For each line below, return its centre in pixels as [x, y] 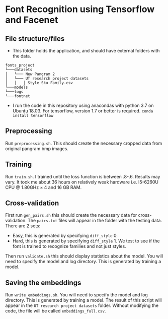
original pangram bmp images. [37, 148]
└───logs [14, 92]
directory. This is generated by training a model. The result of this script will [83, 300]
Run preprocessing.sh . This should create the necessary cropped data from [84, 143]
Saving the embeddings [43, 282]
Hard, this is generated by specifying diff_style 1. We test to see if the [86, 241]
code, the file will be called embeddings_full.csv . [56, 311]
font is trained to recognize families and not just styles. [69, 246]
